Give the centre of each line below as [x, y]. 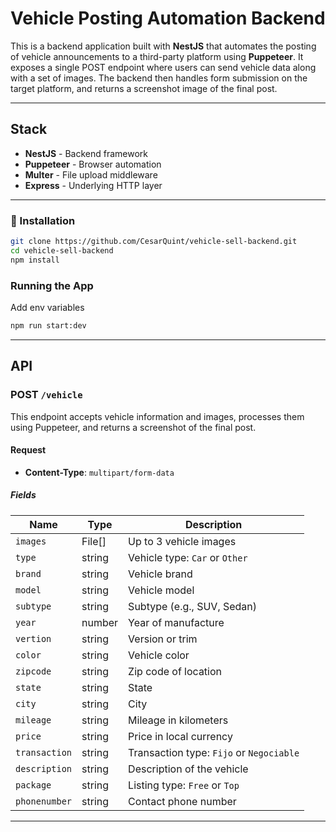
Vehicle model [161, 590]
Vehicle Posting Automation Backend [168, 18]
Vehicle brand [160, 574]
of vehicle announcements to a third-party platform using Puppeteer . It [157, 56]
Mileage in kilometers [178, 720]
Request [28, 450]
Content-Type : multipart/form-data [99, 472]
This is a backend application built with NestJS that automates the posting [163, 46]
